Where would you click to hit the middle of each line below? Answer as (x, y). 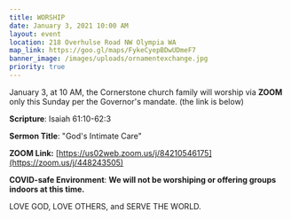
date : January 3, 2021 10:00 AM (69, 26)
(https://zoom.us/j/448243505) (67, 162)
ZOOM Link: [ (34, 153)
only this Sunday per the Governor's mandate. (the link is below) (126, 101)
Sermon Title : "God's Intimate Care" (75, 136)
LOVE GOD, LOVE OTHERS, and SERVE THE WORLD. (105, 206)
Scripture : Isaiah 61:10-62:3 (60, 118)
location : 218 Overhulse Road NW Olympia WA (93, 42)
